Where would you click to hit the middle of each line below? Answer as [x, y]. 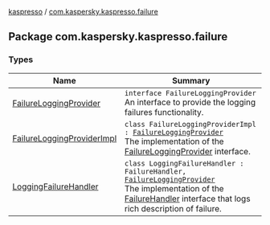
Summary [191, 80]
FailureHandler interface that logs [187, 198]
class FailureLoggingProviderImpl [190, 124]
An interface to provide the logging [190, 102]
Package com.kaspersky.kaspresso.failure [118, 37]
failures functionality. [164, 112]
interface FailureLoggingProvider [190, 93]
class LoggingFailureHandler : [184, 163]
